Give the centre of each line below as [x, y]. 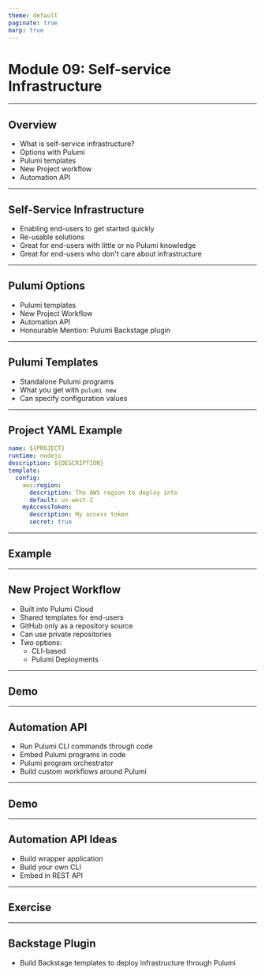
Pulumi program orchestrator [67, 763]
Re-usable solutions [52, 237]
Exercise [30, 907]
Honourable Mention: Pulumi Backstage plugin [95, 330]
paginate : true [33, 23]
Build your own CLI [50, 867]
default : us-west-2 [61, 500]
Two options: [41, 642]
